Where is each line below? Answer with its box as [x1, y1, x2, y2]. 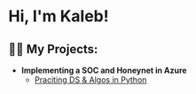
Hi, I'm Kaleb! [8, 6, 109, 27]
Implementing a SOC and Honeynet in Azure [20, 65, 187, 75]
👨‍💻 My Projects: [8, 42, 98, 57]
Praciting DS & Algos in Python [34, 74, 147, 85]
